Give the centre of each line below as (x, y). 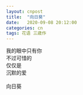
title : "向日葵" (26, 17)
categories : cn (25, 28)
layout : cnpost (25, 11)
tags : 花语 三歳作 (26, 33)
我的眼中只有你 (24, 51)
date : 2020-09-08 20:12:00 (41, 22)
